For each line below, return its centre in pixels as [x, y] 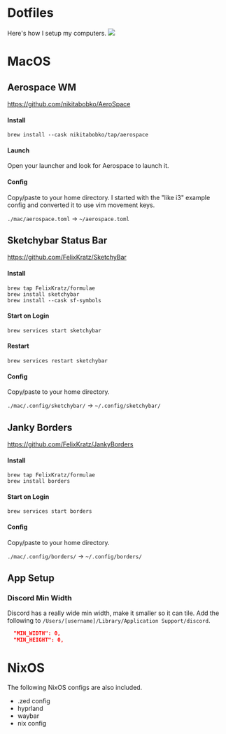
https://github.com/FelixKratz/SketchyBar [67, 257]
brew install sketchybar [43, 294]
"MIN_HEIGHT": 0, [39, 640]
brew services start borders [50, 511]
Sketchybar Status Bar [57, 240]
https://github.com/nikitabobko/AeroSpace [69, 104]
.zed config [34, 700]
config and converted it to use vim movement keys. [81, 205]
